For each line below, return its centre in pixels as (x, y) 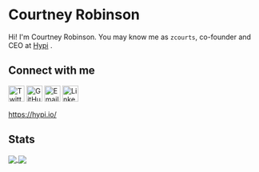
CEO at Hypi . (30, 45)
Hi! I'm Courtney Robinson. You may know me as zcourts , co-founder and (130, 37)
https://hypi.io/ (33, 114)
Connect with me (52, 71)
